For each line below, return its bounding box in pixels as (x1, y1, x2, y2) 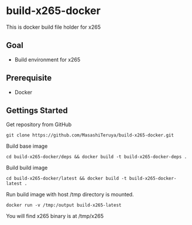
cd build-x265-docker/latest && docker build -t (6, 176, 127, 182)
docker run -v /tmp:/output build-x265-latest (6, 202, 122, 209)
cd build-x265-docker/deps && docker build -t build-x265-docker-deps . (6, 154, 187, 160)
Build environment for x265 (14, 56, 81, 63)
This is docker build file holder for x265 (6, 23, 101, 30)
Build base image (6, 142, 48, 150)
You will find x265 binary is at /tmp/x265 (6, 213, 104, 220)
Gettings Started (6, 105, 68, 115)
